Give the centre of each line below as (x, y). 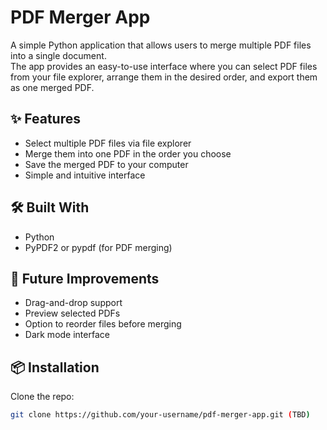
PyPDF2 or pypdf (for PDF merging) (98, 247)
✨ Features (45, 119)
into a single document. (58, 55)
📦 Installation (55, 367)
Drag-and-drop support (73, 303)
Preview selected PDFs (72, 313)
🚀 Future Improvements (85, 278)
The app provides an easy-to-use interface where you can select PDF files (164, 66)
